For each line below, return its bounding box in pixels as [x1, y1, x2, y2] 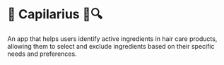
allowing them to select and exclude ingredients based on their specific [7, 42, 215, 50]
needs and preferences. [7, 49, 77, 58]
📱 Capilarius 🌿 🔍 [7, 6, 103, 23]
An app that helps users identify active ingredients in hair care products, [7, 34, 218, 43]
